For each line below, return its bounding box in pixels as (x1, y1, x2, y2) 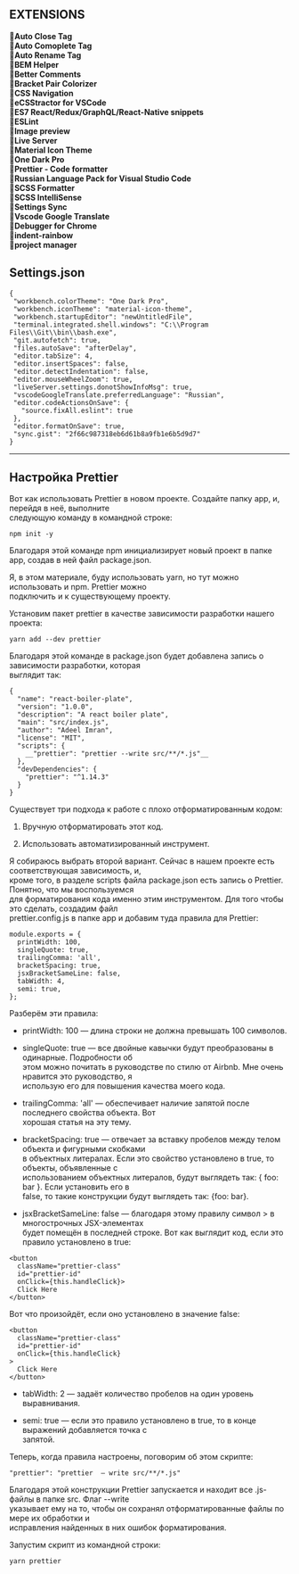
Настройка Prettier (9, 470, 118, 485)
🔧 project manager (9, 239, 77, 250)
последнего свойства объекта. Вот (21, 1107, 156, 1118)
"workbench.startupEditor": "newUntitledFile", (12, 312, 193, 321)
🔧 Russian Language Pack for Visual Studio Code (9, 173, 191, 184)
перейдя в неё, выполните (9, 503, 109, 514)
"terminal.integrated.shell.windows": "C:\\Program (12, 320, 209, 329)
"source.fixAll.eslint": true (20, 406, 133, 415)
